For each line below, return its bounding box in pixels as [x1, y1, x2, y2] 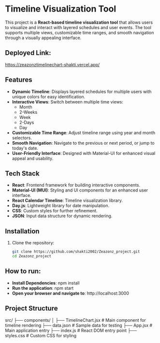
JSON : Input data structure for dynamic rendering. [12, 213, 113, 219]
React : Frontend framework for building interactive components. [12, 182, 140, 188]
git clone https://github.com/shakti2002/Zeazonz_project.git [12, 249, 140, 254]
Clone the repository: [12, 240, 55, 246]
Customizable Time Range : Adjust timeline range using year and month [12, 130, 156, 135]
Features [5, 76, 32, 84]
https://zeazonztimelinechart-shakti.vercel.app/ [5, 61, 100, 67]
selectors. [12, 134, 32, 141]
